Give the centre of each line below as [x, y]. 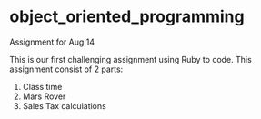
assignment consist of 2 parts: [66, 69]
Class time [42, 86]
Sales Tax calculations [64, 105]
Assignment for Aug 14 [52, 42]
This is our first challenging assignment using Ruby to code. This [130, 59]
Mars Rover [44, 96]
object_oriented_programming [127, 17]
